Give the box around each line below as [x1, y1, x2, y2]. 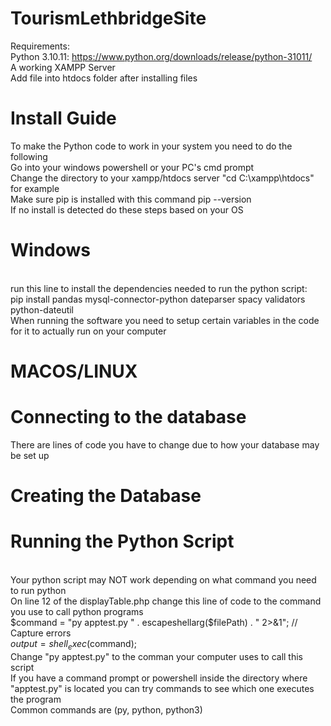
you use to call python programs [10, 606, 144, 618]
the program [10, 693, 62, 705]
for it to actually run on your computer [10, 325, 167, 337]
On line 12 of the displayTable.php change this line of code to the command [10, 595, 322, 607]
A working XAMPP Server [10, 61, 116, 73]
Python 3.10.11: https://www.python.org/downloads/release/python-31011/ [10, 50, 313, 62]
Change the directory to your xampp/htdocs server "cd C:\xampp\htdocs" [10, 172, 315, 184]
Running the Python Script [10, 530, 235, 553]
